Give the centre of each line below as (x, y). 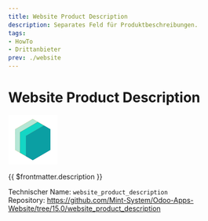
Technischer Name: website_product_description (88, 191)
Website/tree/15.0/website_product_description (84, 208)
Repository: (27, 200)
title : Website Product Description (68, 16)
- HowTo (21, 42)
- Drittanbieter (35, 50)
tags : (17, 33)
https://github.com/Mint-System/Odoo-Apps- (120, 200)
